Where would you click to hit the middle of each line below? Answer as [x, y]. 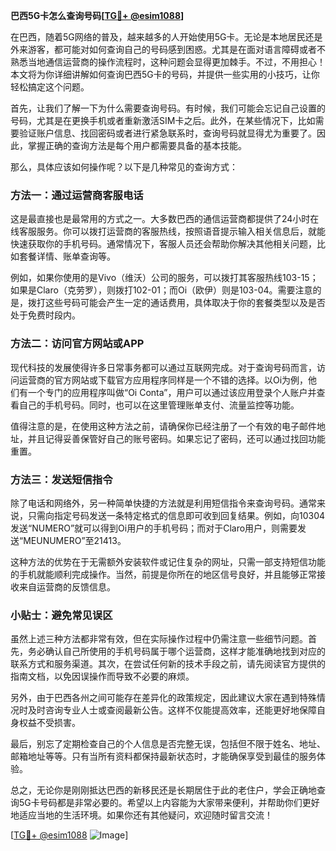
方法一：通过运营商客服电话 [77, 195]
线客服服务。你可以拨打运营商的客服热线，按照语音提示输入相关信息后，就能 [168, 231]
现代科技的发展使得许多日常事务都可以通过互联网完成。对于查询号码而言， [163, 367]
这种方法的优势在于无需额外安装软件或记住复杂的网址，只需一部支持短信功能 [168, 561]
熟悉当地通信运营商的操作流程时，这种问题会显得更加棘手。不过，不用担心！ [168, 62]
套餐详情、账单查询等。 [67, 256]
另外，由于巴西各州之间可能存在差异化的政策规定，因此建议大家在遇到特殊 [163, 698]
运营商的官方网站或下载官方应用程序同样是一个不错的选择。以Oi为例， [163, 380]
